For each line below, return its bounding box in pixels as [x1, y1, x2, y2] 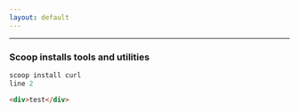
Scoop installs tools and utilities [9, 51, 149, 63]
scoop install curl [9, 70, 82, 80]
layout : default [9, 12, 69, 22]
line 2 [9, 79, 34, 88]
